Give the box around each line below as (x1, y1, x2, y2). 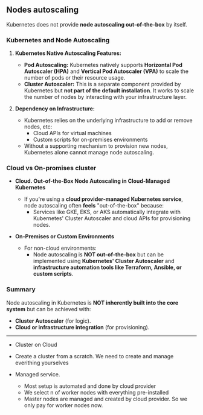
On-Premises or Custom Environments (14, 233, 115, 240)
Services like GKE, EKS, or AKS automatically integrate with (33, 208, 181, 216)
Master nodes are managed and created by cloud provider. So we (24, 395, 187, 402)
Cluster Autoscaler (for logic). (14, 317, 91, 325)
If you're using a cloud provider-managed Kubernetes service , (24, 195, 183, 203)
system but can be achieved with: (6, 305, 91, 312)
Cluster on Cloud (14, 341, 57, 348)
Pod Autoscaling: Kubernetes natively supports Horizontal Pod (24, 62, 182, 69)
